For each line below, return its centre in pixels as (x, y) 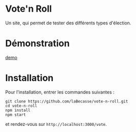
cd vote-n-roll (21, 106)
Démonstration (38, 43)
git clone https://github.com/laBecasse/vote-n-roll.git (67, 101)
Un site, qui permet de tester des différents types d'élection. (68, 23)
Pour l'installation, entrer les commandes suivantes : (60, 92)
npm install (18, 110)
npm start (16, 115)
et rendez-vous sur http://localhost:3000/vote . (56, 124)
